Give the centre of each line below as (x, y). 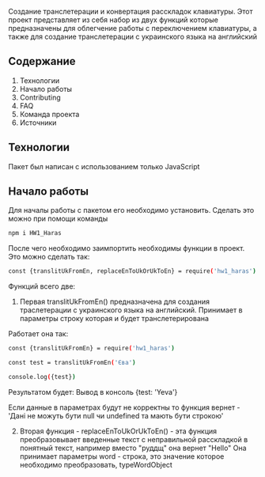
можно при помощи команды (58, 219)
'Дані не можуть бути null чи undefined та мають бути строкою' (116, 415)
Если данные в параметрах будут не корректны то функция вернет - (124, 407)
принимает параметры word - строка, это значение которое (122, 456)
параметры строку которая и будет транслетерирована (114, 319)
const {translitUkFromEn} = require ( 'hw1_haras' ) (92, 348)
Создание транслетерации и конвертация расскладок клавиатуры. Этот (131, 11)
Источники (38, 123)
